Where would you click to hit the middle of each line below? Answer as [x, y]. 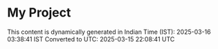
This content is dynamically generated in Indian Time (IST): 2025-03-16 [109, 32]
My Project [39, 13]
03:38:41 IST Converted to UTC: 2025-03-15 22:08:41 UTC [91, 39]
